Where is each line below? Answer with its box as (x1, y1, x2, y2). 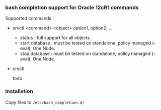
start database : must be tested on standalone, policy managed (20, 40, 151, 46)
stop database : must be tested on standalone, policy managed (20, 50, 151, 56)
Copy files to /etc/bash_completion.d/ (5, 99, 85, 105)
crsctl (12, 65, 25, 71)
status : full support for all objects (20, 34, 90, 41)
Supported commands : (5, 15, 54, 21)
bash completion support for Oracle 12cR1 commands (5, 4, 139, 11)
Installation (5, 88, 34, 95)
